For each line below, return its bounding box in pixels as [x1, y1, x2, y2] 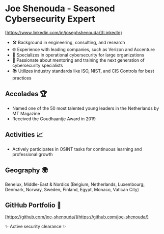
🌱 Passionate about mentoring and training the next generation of [12, 57, 145, 63]
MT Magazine [12, 110, 40, 116]
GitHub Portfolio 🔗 [5, 201, 61, 209]
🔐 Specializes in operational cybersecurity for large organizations [12, 52, 144, 58]
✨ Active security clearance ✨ [5, 224, 66, 230]
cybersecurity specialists [12, 62, 63, 68]
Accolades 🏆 [5, 90, 48, 98]
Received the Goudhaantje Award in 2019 [12, 116, 96, 122]
